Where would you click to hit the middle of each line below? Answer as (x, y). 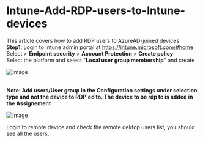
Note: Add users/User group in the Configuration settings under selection (102, 90)
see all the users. (28, 133)
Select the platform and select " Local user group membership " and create (101, 60)
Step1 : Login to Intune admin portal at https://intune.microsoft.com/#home (100, 47)
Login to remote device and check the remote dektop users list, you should (101, 127)
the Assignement (29, 103)
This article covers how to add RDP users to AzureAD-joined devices (93, 40)
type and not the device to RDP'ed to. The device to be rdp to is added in (100, 97)
